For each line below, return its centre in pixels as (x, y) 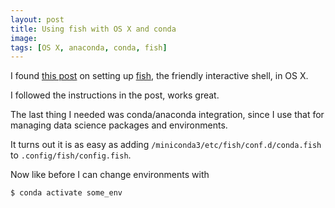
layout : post (37, 19)
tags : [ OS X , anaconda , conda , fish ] (89, 47)
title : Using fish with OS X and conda (93, 29)
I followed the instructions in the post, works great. (115, 95)
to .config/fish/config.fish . (71, 155)
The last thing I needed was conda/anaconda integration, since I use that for (167, 115)
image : (24, 38)
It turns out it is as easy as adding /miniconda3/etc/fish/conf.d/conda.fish (166, 145)
